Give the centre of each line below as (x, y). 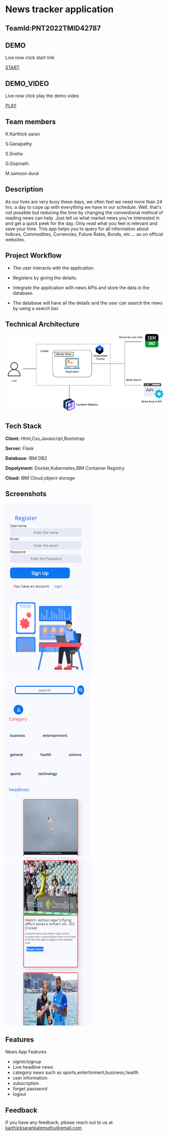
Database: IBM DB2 (26, 458)
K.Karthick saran (23, 134)
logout (19, 1094)
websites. (15, 239)
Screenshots (26, 494)
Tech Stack (23, 426)
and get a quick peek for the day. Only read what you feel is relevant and (81, 223)
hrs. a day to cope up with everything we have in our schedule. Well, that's (83, 207)
